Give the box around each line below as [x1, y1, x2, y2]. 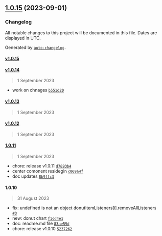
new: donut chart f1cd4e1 [12, 215, 64, 221]
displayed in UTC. [5, 35, 41, 41]
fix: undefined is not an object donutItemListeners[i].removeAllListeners [12, 205, 157, 211]
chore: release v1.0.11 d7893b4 [12, 163, 71, 169]
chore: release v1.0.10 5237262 [12, 226, 72, 232]
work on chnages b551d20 [12, 87, 64, 93]
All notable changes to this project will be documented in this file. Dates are [5, 29, 158, 36]
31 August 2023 [17, 195, 49, 201]
